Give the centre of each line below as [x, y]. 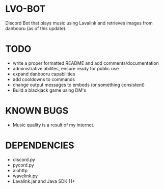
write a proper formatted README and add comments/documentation [86, 63]
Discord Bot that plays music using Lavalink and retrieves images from [79, 23]
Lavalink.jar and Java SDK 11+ [44, 181]
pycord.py [23, 165]
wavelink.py [25, 176]
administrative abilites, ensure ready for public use [66, 68]
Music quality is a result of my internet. [53, 125]
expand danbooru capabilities [44, 74]
